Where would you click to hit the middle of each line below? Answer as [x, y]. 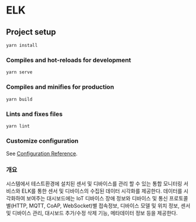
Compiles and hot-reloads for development [69, 60]
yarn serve [19, 72]
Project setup [31, 32]
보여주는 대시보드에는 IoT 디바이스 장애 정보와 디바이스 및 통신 [97, 199]
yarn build [19, 99]
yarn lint [18, 126]
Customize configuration [42, 140]
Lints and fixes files [35, 114]
